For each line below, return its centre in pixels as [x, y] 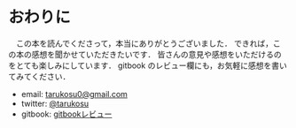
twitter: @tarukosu [55, 103]
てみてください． [39, 76]
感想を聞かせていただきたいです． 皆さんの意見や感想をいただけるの [156, 54]
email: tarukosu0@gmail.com [74, 94]
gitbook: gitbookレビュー [66, 114]
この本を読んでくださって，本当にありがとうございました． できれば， [144, 43]
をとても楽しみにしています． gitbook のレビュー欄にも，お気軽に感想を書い [148, 65]
